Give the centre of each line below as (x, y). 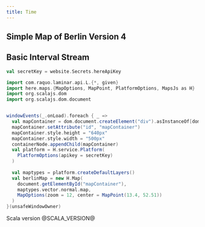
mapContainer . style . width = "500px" (58, 139)
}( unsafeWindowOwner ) (34, 207)
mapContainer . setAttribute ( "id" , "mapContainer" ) (76, 127)
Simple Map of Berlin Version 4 (66, 37)
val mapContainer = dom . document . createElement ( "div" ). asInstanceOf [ (102, 122)
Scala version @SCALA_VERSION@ (51, 218)
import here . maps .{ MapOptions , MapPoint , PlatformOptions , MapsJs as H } (101, 88)
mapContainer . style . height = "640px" (60, 133)
